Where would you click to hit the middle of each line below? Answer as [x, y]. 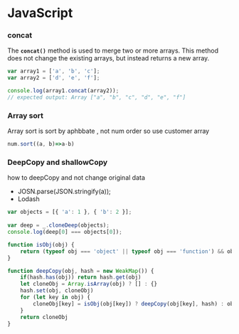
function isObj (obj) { [41, 244]
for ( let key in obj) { [55, 297]
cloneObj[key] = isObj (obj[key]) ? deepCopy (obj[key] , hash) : [128, 303]
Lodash [29, 199]
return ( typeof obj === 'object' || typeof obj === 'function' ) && [122, 251]
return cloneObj [44, 317]
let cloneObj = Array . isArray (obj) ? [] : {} [89, 284]
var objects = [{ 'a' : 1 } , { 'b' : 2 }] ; [70, 212]
